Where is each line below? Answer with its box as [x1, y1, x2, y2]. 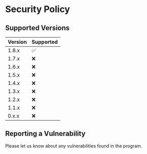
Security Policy [5, 4, 70, 15]
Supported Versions [5, 24, 69, 32]
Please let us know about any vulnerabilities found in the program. [5, 142, 142, 149]
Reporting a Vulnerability [5, 129, 86, 138]
